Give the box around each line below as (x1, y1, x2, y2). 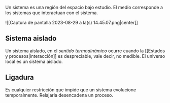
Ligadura (5, 73, 34, 82)
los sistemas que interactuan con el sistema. (5, 10, 98, 16)
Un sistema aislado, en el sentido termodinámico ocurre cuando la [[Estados (5, 48, 165, 54)
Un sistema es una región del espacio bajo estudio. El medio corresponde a (5, 5, 163, 10)
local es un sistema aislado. (5, 58, 63, 64)
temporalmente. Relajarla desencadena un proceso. (5, 92, 113, 98)
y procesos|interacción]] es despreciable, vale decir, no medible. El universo (5, 53, 165, 59)
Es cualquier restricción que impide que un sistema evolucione (5, 86, 137, 93)
